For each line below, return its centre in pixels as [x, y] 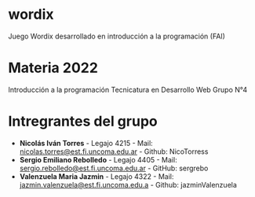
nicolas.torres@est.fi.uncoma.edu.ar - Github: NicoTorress [114, 151]
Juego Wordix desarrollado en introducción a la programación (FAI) [117, 36]
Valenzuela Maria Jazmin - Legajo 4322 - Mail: [97, 176]
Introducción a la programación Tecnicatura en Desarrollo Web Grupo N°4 [128, 89]
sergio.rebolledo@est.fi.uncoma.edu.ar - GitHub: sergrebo [114, 168]
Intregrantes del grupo [83, 121]
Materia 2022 [53, 68]
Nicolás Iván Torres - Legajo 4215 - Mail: [86, 143]
